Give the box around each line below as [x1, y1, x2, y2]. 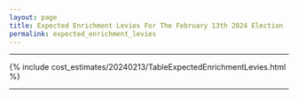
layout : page [9, 12, 58, 22]
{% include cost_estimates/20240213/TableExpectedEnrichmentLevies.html [9, 62, 286, 72]
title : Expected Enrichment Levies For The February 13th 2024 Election [9, 21, 284, 30]
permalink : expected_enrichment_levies [9, 29, 157, 38]
